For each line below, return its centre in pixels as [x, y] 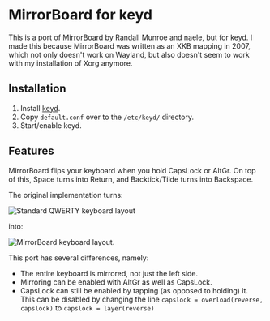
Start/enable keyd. [51, 125]
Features [31, 151]
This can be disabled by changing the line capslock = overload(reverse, [141, 299]
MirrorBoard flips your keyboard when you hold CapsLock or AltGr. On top [133, 170]
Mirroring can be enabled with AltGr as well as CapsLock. [116, 282]
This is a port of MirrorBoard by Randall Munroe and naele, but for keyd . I [131, 37]
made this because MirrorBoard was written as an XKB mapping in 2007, [130, 45]
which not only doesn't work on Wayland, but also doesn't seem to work [129, 54]
